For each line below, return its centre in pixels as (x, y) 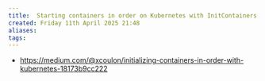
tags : (17, 38)
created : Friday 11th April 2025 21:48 (74, 23)
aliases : (23, 30)
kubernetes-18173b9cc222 (64, 69)
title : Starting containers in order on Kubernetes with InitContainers (133, 15)
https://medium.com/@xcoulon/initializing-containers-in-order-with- (132, 60)
